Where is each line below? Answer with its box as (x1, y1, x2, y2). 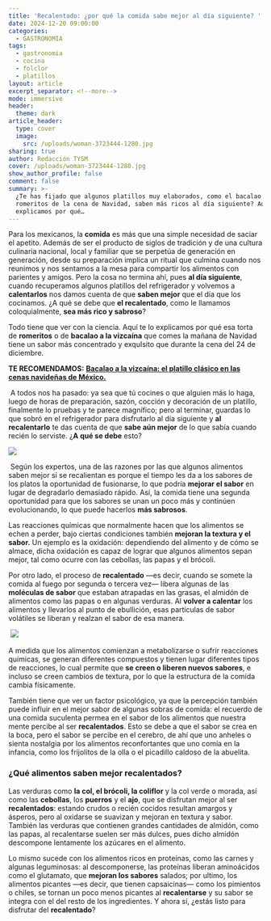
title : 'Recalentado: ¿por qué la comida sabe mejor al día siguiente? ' (8, 11, 262, 20)
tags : (8, 42, 27, 50)
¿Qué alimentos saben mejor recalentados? (8, 767, 183, 779)
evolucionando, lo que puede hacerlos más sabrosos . (8, 505, 188, 514)
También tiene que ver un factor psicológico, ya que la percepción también (8, 696, 258, 706)
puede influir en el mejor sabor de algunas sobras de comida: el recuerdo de (8, 704, 263, 714)
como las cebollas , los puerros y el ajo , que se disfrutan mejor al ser (8, 794, 238, 805)
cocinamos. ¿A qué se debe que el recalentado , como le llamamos (8, 298, 231, 308)
